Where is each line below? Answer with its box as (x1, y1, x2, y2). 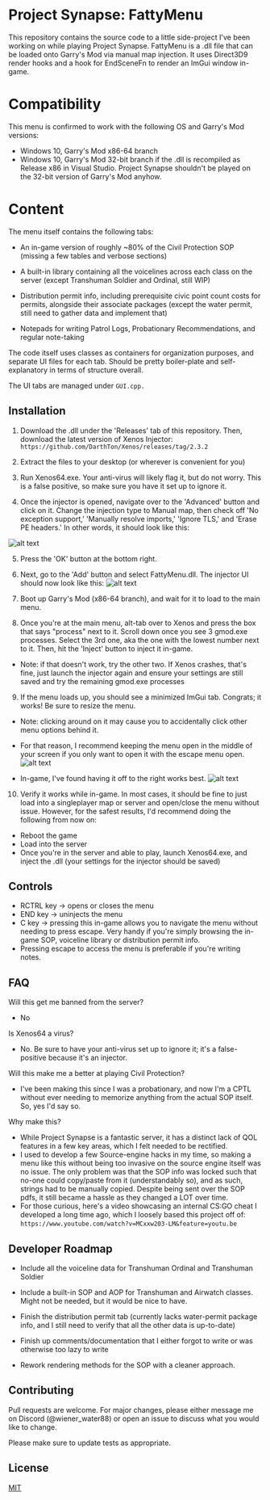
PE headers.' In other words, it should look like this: (19, 523, 189, 532)
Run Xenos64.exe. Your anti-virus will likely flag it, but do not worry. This (19, 473, 262, 482)
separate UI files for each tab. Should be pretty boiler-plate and (8, 356, 219, 366)
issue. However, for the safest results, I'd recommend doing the (19, 806, 231, 816)
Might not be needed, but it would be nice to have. (19, 1296, 188, 1306)
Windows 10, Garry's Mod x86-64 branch (19, 145, 159, 155)
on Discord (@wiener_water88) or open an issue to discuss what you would (8, 1414, 260, 1423)
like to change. (8, 1422, 58, 1431)
